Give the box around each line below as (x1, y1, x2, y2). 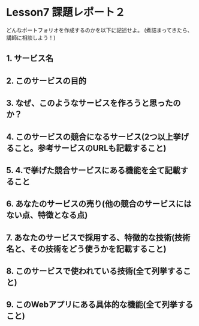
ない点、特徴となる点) (6, 210, 88, 220)
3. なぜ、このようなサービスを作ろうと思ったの (6, 98, 181, 108)
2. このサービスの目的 (6, 76, 87, 86)
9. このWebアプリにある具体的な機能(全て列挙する (6, 300, 194, 310)
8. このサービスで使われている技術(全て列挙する (6, 266, 183, 277)
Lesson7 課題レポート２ (6, 5, 126, 19)
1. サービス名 (6, 54, 54, 64)
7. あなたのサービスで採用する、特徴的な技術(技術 (6, 232, 191, 242)
